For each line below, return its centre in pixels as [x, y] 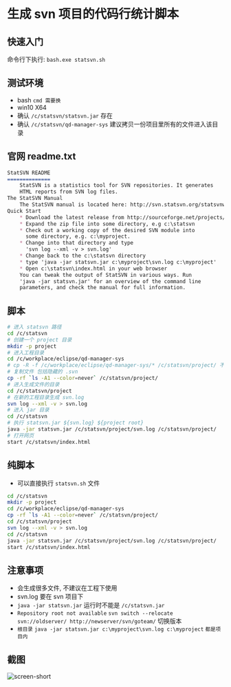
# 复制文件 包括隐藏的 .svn [43, 372]
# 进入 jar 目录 [28, 410]
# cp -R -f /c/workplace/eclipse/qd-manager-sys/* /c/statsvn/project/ [112, 365]
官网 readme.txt [42, 156]
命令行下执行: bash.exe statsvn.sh [56, 59]
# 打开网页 [21, 436]
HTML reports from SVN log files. [69, 192]
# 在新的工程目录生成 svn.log [46, 397]
